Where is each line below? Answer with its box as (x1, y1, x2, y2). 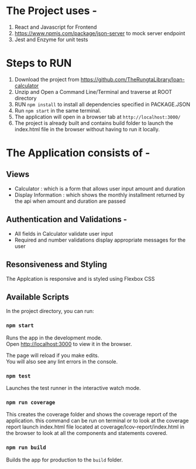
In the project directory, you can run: (6, 308, 94, 315)
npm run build (6, 444, 46, 451)
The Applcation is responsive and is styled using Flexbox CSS (6, 275, 155, 282)
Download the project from (14, 76, 80, 83)
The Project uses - (6, 4, 98, 18)
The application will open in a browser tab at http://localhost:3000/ (14, 113, 181, 120)
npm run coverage (6, 399, 56, 406)
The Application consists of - (6, 147, 150, 159)
